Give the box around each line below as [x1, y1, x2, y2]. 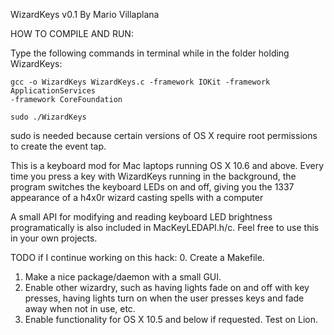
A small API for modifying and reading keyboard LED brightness [10, 211, 273, 223]
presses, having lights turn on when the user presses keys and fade [24, 292, 305, 304]
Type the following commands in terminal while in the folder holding [10, 47, 290, 59]
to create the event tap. [10, 140, 107, 152]
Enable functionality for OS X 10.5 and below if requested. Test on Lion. [24, 314, 318, 325]
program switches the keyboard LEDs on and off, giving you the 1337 [10, 181, 295, 193]
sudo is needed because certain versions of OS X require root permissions [10, 130, 318, 141]
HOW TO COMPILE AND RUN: [10, 28, 134, 39]
